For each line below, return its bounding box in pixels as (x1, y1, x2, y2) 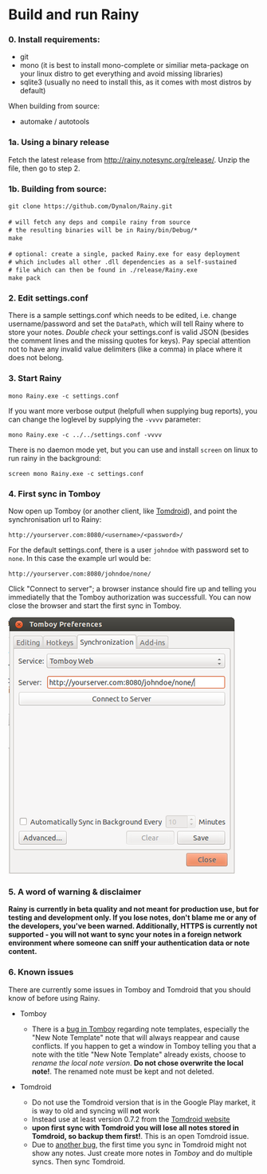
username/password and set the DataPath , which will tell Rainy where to (8, 319, 245, 328)
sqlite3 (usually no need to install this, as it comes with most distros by (19, 77, 252, 87)
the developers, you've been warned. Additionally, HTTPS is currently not (8, 921, 257, 931)
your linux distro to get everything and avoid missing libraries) (19, 69, 223, 79)
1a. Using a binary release (8, 137, 110, 148)
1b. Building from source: (8, 183, 108, 194)
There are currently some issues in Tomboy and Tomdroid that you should (8, 984, 251, 994)
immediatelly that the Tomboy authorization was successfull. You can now (8, 592, 252, 602)
